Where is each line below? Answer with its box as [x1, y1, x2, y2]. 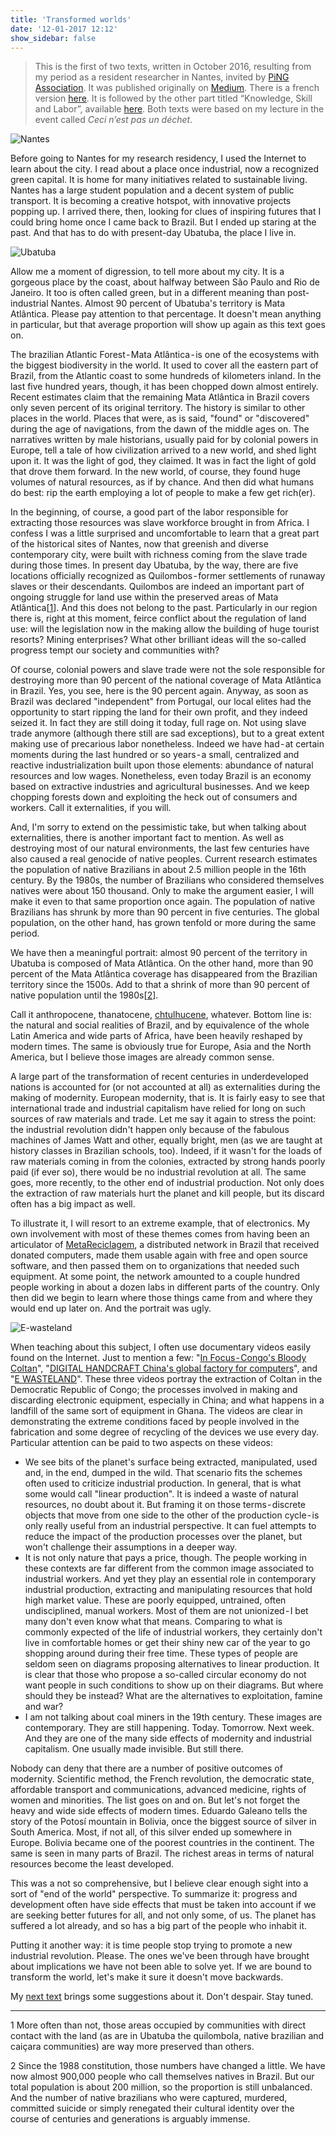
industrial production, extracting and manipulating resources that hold [24, 1584, 313, 1596]
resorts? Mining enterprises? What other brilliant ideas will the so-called [10, 634, 307, 646]
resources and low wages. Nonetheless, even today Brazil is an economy [10, 770, 312, 782]
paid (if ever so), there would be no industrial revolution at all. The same [10, 1166, 307, 1178]
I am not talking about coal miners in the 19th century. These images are [24, 1711, 323, 1723]
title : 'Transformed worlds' [10, 14, 132, 25]
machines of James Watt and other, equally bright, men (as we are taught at [10, 1134, 323, 1146]
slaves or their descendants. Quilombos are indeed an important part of [10, 581, 305, 593]
